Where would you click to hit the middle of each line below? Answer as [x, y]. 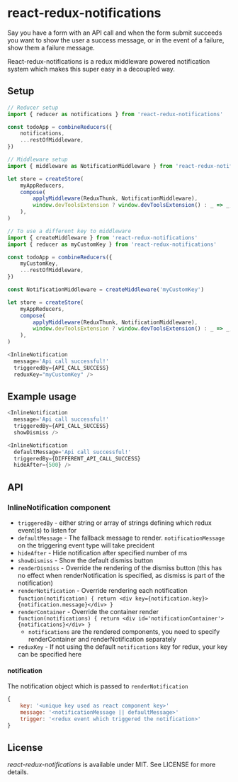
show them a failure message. [51, 47]
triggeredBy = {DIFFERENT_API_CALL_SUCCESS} [77, 458]
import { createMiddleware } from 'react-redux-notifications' [103, 238]
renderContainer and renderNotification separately [102, 639]
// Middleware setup [38, 159]
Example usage [42, 396]
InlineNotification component [59, 507]
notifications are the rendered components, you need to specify [124, 631]
